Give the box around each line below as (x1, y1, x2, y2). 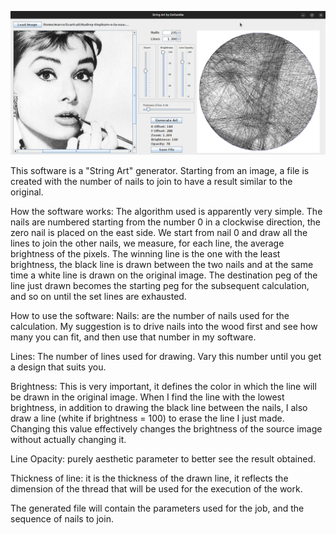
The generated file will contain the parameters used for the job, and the (10, 502, 305, 515)
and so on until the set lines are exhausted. (10, 291, 187, 303)
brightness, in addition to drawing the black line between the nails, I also (10, 402, 308, 414)
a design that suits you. (10, 361, 107, 373)
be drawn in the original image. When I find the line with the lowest (10, 391, 285, 403)
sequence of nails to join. (10, 513, 114, 525)
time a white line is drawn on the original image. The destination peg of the (10, 269, 318, 281)
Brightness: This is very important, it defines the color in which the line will (10, 381, 317, 393)
